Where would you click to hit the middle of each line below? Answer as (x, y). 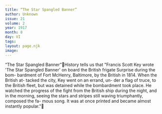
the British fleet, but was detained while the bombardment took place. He (78, 85)
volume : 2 (15, 23)
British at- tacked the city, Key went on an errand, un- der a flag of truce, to (81, 80)
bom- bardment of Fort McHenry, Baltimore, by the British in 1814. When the (81, 75)
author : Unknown (21, 14)
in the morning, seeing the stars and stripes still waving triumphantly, (74, 95)
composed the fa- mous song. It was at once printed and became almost (78, 101)
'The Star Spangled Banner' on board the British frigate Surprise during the (80, 69)
